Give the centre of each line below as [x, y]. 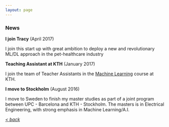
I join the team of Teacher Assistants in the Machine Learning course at [79, 74]
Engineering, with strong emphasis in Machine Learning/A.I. [68, 109]
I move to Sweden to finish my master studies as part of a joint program [80, 99]
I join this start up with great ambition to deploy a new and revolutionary [80, 48]
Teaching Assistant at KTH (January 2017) [50, 63]
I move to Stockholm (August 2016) [43, 89]
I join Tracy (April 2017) [30, 39]
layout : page [19, 10]
